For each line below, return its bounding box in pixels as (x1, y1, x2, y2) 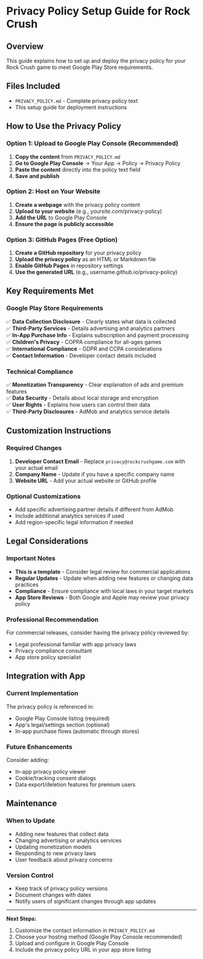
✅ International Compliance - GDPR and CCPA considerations (6, 345, 163, 352)
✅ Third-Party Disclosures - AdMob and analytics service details (6, 408, 170, 415)
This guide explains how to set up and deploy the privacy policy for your (6, 57, 186, 64)
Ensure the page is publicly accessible (14, 220, 114, 227)
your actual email (14, 464, 59, 471)
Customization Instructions (6, 426, 112, 436)
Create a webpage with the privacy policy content (14, 201, 140, 208)
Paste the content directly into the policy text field (14, 166, 141, 173)
